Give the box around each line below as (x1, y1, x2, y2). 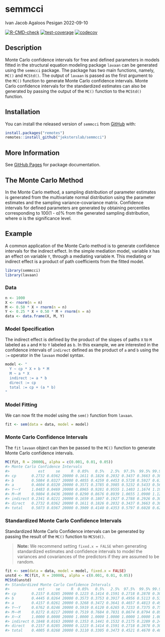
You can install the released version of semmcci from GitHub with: (5, 121, 136, 127)
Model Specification (5, 326, 55, 333)
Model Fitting (5, 401, 38, 408)
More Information (5, 149, 60, 157)
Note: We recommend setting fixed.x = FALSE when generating (17, 543, 147, 549)
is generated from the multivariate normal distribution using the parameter (5, 194, 155, 200)
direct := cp (9, 380, 36, 385)
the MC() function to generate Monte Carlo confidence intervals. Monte (5, 77, 148, 83)
